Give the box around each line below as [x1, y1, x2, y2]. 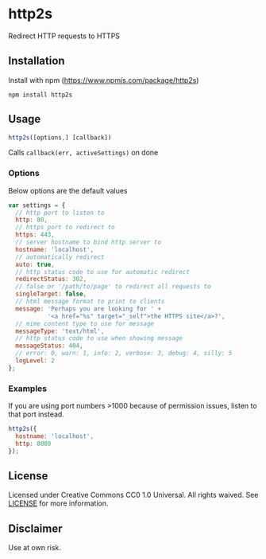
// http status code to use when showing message [15, 334, 183, 342]
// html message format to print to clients [15, 298, 165, 306]
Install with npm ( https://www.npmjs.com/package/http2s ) [8, 75, 199, 84]
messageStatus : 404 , [15, 342, 83, 350]
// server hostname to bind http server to [15, 238, 161, 247]
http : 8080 [15, 440, 52, 448]
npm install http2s [8, 91, 73, 99]
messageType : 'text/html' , [15, 327, 105, 335]
